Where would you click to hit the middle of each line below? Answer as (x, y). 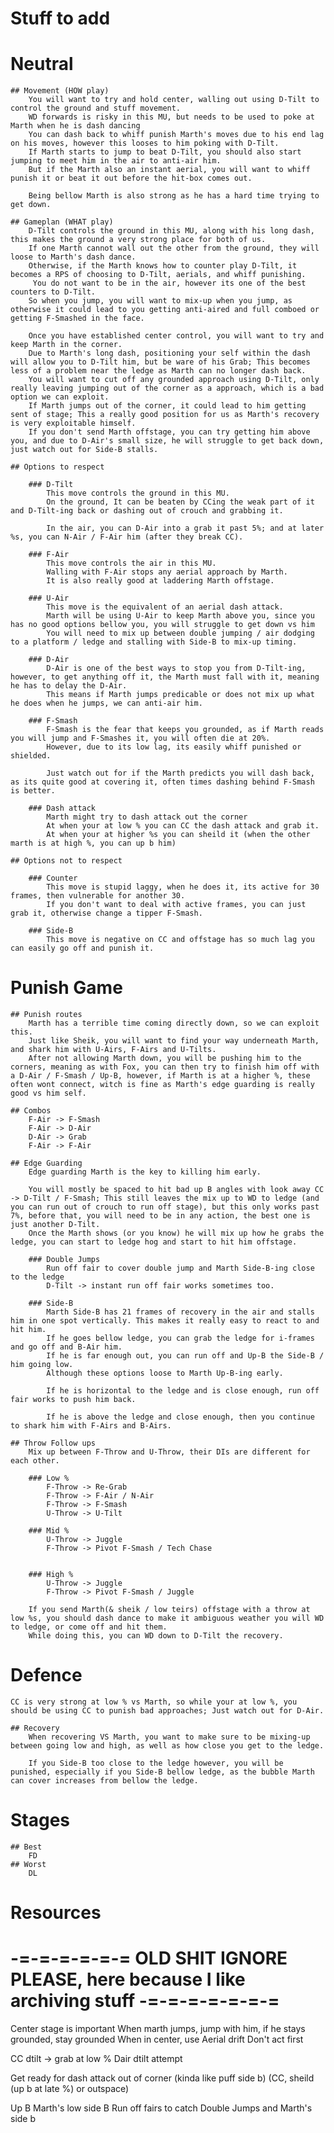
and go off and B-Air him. (66, 1347)
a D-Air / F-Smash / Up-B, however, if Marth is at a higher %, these (160, 1076)
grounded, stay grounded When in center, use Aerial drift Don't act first (157, 2039)
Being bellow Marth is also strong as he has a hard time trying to (174, 196)
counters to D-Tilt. (53, 292)
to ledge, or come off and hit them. (89, 1627)
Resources (56, 1913)
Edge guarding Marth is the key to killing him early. (145, 1172)
